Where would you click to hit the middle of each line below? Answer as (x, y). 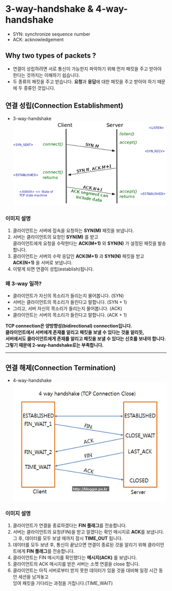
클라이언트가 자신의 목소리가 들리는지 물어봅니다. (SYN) (68, 296)
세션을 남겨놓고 (33, 577)
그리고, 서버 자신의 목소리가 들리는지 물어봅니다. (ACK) (67, 309)
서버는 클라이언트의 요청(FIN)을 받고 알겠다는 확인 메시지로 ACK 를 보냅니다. (88, 532)
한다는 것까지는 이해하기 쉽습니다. (46, 75)
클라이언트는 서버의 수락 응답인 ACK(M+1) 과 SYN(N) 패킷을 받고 (78, 256)
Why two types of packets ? (51, 56)
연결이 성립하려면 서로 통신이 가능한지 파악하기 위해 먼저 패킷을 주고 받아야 (87, 69)
